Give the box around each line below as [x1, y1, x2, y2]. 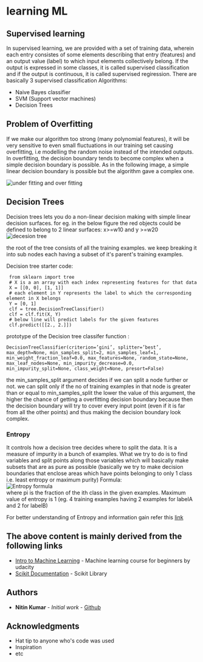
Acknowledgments [6, 621, 80, 631]
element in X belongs [6, 295, 61, 301]
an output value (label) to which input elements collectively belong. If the [6, 58, 188, 64]
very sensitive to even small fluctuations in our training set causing [6, 142, 173, 149]
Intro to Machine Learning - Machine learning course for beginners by [15, 557, 190, 564]
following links [6, 541, 63, 551]
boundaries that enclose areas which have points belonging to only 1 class [6, 469, 193, 477]
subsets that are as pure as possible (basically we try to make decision [6, 463, 184, 470]
